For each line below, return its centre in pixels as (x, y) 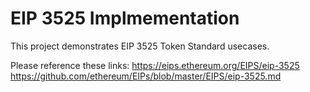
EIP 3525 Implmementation (125, 18)
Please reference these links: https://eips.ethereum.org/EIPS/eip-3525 (155, 65)
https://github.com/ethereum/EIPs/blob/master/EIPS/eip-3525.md (146, 76)
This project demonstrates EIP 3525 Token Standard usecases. (140, 46)
